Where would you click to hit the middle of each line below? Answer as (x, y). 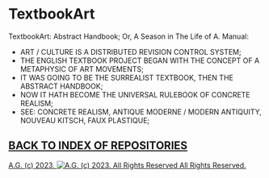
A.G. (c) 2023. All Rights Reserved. (127, 165)
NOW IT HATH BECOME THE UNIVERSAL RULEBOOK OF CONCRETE (135, 94)
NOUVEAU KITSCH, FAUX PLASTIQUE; (85, 120)
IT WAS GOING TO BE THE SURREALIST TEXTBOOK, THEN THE (127, 77)
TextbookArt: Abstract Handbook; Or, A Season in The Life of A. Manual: (128, 36)
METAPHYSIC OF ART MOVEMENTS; (82, 68)
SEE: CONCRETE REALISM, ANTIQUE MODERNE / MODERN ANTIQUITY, (141, 112)
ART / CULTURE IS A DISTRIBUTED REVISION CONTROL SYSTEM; (130, 52)
